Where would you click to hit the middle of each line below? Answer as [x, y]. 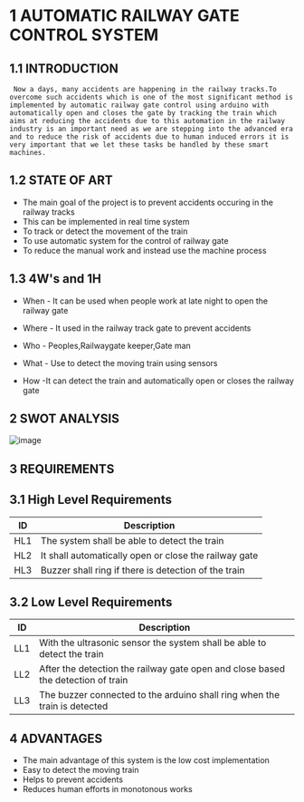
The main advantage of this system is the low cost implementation [146, 760]
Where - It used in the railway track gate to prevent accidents [137, 328]
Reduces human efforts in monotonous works [107, 789]
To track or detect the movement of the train [105, 231]
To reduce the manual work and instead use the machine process [144, 250]
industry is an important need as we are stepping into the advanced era [152, 129]
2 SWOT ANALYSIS [64, 419]
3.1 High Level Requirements [90, 500]
